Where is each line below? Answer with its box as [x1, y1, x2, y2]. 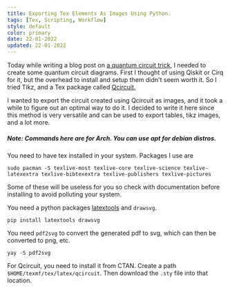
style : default [7, 23, 51, 30]
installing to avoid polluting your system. [7, 190, 122, 198]
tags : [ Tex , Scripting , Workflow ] [7, 17, 107, 23]
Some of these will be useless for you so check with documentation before [7, 183, 220, 191]
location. [7, 276, 32, 284]
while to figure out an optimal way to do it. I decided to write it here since [7, 104, 215, 112]
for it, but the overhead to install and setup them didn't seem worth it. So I [7, 76, 218, 83]
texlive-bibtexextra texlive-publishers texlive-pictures [41, 170, 212, 178]
